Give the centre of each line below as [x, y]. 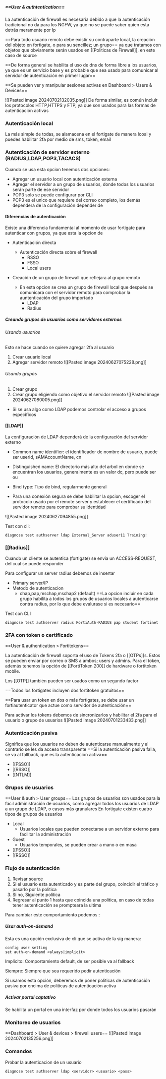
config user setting [27, 948]
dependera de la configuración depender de [57, 205]
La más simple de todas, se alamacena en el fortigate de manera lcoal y [78, 134]
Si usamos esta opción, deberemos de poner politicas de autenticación [78, 981]
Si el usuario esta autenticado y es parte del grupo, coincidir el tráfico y [85, 884]
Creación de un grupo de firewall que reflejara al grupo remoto [76, 277]
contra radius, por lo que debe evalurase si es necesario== [80, 604]
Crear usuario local [32, 357]
